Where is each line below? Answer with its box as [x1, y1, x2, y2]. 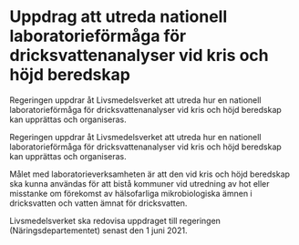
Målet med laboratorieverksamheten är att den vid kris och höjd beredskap [9, 168, 290, 179]
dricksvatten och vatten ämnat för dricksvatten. [9, 198, 188, 209]
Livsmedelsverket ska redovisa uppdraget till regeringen [9, 215, 222, 226]
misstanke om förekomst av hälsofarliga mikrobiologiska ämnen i [9, 188, 253, 199]
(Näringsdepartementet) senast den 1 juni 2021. [9, 225, 188, 236]
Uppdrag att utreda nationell [9, 6, 228, 27]
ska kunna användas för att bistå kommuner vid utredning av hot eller [9, 178, 271, 189]
